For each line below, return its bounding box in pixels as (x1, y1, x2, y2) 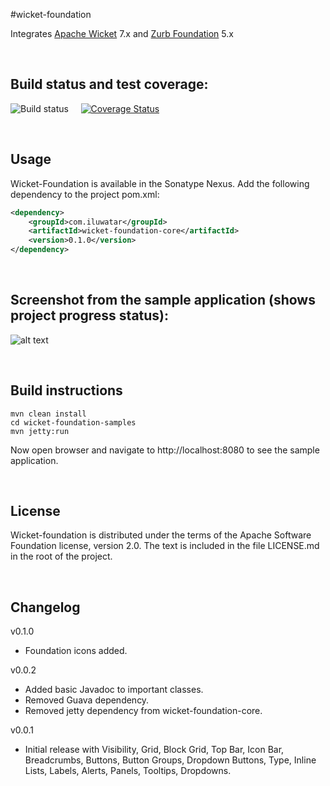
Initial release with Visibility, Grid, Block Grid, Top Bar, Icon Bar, (24, 744, 285, 756)
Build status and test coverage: (10, 76, 209, 93)
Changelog (10, 599, 81, 616)
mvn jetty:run (10, 426, 70, 436)
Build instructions (10, 382, 123, 399)
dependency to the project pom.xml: (10, 188, 160, 200)
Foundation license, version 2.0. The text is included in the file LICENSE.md (10, 540, 320, 552)
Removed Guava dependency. (24, 694, 150, 706)
